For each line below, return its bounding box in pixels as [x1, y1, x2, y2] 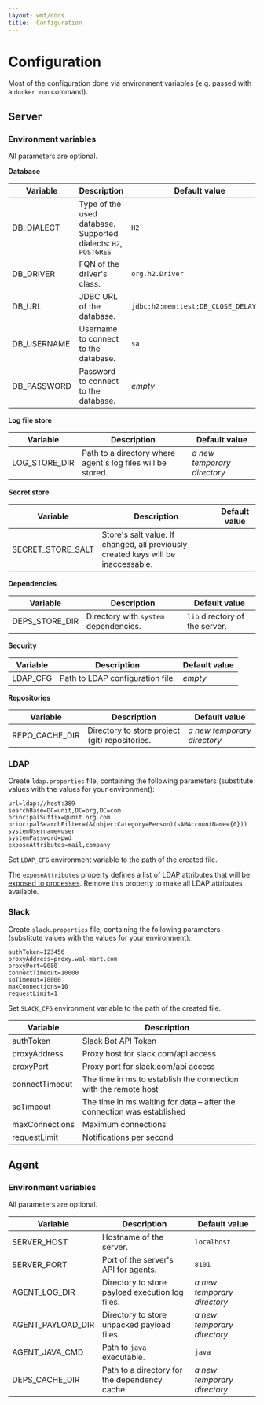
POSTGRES [79, 248, 112, 257]
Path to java [101, 1342, 147, 1353]
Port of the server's [101, 1255, 174, 1266]
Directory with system [86, 611, 165, 622]
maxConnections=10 [8, 982, 68, 990]
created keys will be [101, 549, 176, 560]
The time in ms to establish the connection [82, 1074, 239, 1085]
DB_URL [12, 301, 42, 312]
